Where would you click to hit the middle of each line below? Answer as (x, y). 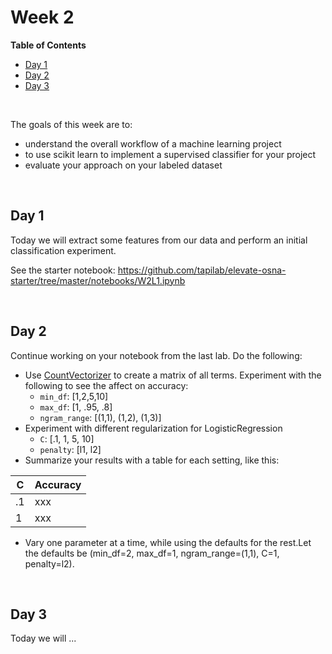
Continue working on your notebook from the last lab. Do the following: (156, 355)
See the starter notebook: (63, 270)
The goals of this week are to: (71, 124)
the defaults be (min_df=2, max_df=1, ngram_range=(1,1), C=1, (152, 553)
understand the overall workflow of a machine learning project (153, 143)
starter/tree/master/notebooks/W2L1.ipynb (98, 280)
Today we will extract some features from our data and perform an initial (159, 240)
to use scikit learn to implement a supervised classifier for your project (170, 154)
